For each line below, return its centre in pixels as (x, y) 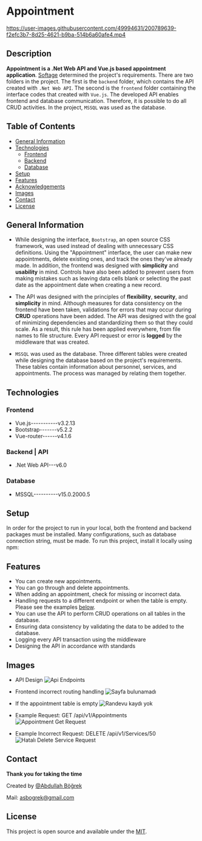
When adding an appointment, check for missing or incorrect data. (98, 594)
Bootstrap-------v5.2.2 (44, 430)
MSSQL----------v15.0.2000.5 (52, 494)
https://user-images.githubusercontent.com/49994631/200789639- (92, 28)
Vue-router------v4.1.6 (43, 436)
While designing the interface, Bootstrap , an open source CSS (93, 240)
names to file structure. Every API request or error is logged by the (98, 336)
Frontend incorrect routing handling (59, 692)
